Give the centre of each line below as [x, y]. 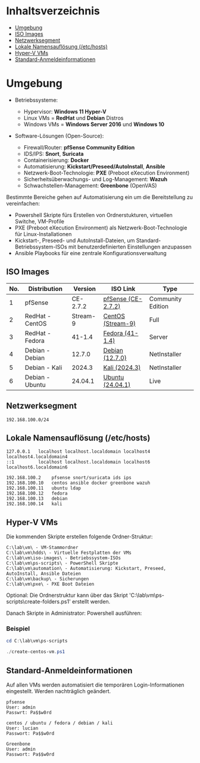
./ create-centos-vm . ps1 [36, 652]
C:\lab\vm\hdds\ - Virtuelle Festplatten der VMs [69, 553]
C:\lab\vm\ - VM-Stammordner [42, 548]
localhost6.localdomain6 [37, 467]
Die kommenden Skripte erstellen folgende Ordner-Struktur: [79, 537]
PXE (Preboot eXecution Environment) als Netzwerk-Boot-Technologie [101, 228]
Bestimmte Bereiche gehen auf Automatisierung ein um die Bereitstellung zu [100, 197]
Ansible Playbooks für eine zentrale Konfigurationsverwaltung [90, 253]
